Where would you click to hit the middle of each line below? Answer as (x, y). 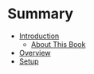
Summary (40, 14)
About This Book (58, 44)
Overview (35, 53)
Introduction (39, 36)
